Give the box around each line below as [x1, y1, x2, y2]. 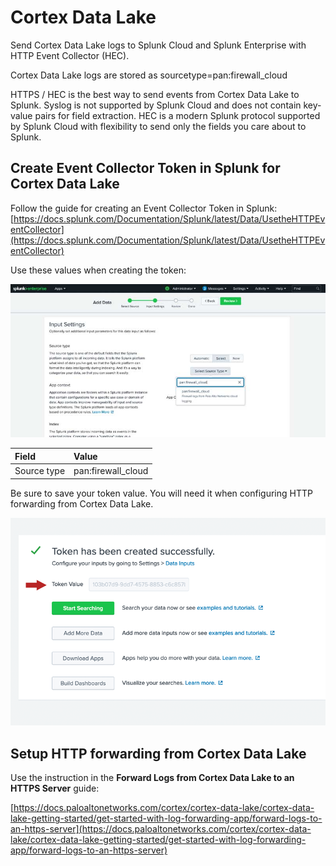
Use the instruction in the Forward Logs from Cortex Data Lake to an [10, 772, 295, 784]
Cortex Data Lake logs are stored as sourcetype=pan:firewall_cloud [10, 69, 288, 81]
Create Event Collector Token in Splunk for [10, 160, 281, 177]
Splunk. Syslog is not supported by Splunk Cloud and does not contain [10, 99, 302, 111]
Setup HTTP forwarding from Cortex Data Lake [10, 745, 307, 762]
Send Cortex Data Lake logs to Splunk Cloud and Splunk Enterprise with [10, 39, 307, 51]
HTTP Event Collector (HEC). [10, 49, 130, 61]
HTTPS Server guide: [10, 782, 100, 795]
